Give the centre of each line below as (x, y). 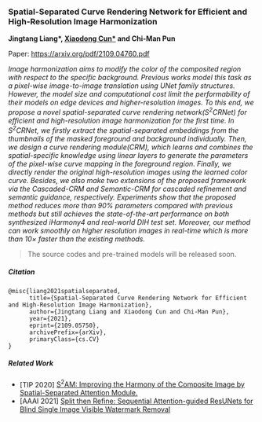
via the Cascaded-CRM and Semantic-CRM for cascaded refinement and (127, 189)
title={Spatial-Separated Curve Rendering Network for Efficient (138, 298)
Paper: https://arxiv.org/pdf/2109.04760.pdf (79, 54)
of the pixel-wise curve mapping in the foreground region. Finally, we (120, 163)
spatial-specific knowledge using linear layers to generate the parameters (128, 155)
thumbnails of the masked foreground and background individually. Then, (127, 138)
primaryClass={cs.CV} (64, 339)
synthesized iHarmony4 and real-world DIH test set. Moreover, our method (129, 222)
